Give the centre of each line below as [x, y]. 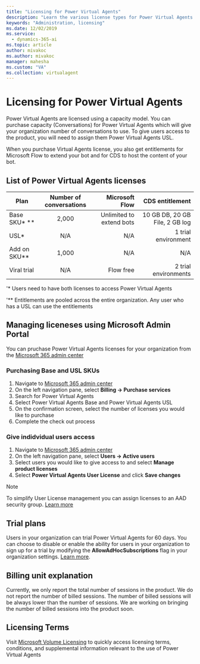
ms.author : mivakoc [30, 56]
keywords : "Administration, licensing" [56, 23]
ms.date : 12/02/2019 [32, 28]
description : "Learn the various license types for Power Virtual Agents [100, 17]
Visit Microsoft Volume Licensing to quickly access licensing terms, [89, 642]
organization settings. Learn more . [48, 557]
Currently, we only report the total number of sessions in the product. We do [100, 590]
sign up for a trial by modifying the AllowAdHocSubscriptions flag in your [97, 550]
